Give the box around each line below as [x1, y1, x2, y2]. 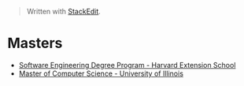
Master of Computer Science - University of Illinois [18, 69, 184, 78]
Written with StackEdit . [26, 7, 102, 16]
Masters [7, 35, 63, 52]
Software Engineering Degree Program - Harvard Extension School [18, 60, 236, 69]
